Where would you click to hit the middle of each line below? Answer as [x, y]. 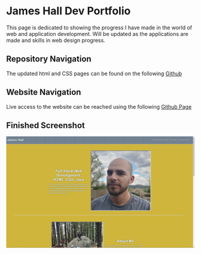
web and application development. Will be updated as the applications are [97, 33]
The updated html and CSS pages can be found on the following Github [94, 74]
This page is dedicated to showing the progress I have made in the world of [99, 27]
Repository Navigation [49, 59]
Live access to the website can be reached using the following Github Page [99, 106]
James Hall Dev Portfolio [68, 11]
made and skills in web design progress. [56, 40]
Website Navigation [44, 92]
